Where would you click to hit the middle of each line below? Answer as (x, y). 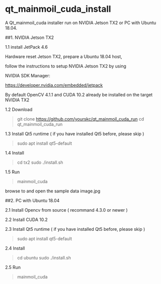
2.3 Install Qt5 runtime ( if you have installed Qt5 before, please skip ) (75, 229)
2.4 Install (15, 248)
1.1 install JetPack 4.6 (27, 47)
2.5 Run (13, 267)
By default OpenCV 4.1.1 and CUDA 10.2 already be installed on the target (79, 95)
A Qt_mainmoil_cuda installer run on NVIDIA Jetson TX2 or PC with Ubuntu (80, 23)
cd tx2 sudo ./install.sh (40, 162)
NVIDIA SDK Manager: (28, 75)
